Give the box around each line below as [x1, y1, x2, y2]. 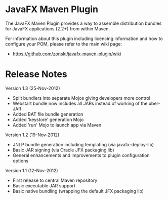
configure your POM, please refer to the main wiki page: [5, 41, 122, 47]
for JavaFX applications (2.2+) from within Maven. [5, 25, 110, 31]
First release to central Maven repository [12, 177, 98, 183]
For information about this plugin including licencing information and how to [5, 35, 163, 42]
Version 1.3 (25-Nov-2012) [5, 85, 60, 91]
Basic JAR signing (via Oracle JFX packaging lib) [12, 147, 115, 153]
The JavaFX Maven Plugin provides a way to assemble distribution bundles [5, 20, 162, 26]
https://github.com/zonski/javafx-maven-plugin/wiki [12, 51, 121, 57]
